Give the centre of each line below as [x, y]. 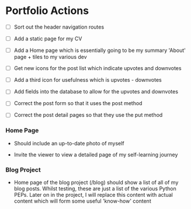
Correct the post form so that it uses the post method [78, 103]
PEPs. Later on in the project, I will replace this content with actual [93, 195]
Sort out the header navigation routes [59, 27]
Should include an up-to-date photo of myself [69, 143]
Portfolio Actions [47, 11]
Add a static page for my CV [48, 39]
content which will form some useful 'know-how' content [82, 201]
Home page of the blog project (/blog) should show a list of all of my [96, 183]
